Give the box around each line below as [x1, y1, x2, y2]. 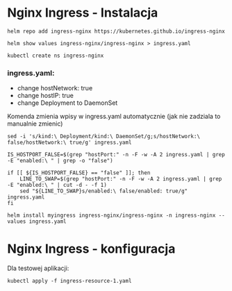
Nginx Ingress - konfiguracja [7, 241, 176, 257]
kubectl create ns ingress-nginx [7, 52, 104, 59]
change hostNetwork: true [17, 84, 93, 92]
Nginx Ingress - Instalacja [7, 5, 158, 21]
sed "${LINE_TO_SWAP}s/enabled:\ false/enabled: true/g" [19, 188, 188, 195]
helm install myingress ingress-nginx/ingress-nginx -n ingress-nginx [7, 212, 216, 219]
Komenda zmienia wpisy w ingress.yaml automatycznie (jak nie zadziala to [7, 113, 221, 121]
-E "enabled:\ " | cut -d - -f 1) [7, 182, 108, 189]
